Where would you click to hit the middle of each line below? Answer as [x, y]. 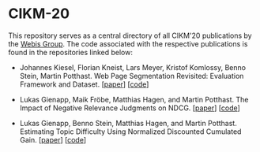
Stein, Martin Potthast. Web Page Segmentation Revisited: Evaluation [132, 76]
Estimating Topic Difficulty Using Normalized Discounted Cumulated [130, 132]
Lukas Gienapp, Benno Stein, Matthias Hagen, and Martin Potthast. [128, 123]
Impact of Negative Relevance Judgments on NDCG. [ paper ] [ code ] [130, 108]
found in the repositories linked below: [70, 52]
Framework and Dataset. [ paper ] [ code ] [84, 84]
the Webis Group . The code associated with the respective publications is [128, 43]
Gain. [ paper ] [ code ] [53, 139]
